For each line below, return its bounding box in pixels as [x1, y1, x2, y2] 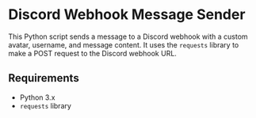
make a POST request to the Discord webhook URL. [8, 48, 177, 58]
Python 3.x [19, 93, 55, 102]
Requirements [8, 71, 79, 85]
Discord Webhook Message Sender [8, 6, 246, 24]
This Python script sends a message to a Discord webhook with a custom [8, 32, 248, 41]
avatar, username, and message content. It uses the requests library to [8, 40, 239, 49]
